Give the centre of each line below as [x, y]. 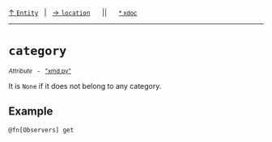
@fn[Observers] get [41, 130]
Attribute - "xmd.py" [40, 71]
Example [31, 112]
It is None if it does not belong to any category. [85, 86]
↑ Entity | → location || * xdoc [73, 13]
